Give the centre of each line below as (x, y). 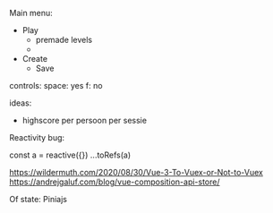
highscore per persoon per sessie (85, 120)
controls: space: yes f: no (56, 85)
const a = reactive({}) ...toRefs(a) (70, 155)
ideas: (21, 103)
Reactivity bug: (37, 137)
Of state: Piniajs (38, 199)
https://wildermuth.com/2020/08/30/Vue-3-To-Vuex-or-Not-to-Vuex (136, 172)
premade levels (64, 40)
